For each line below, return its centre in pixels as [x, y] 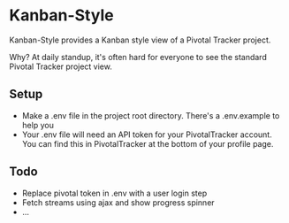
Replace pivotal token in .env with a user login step [114, 193]
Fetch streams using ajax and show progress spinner [118, 202]
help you [38, 125]
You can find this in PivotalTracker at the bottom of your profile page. [148, 143]
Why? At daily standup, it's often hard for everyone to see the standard [138, 57]
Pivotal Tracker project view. [61, 66]
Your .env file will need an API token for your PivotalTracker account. [147, 135]
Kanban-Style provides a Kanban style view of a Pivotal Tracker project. [140, 40]
